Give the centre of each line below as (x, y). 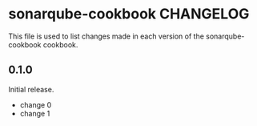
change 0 (36, 104)
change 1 (35, 113)
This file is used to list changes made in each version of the (106, 36)
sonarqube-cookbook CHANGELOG (129, 14)
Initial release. (31, 89)
